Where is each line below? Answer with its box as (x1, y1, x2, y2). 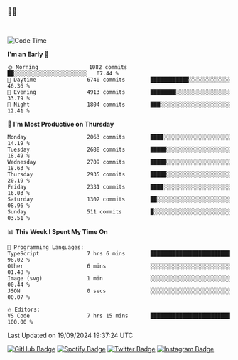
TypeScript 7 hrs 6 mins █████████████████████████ (7, 250, 231, 258)
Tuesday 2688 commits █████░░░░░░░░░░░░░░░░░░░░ (7, 146, 231, 154)
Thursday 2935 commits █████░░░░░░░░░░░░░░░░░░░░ (7, 171, 231, 179)
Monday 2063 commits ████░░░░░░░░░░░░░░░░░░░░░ (7, 134, 231, 141)
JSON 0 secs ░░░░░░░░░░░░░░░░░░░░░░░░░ (7, 287, 231, 295)
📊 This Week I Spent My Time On (7, 228, 108, 236)
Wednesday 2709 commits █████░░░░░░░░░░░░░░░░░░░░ (7, 159, 231, 166)
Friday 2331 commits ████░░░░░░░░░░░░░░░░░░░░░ (7, 184, 231, 191)
